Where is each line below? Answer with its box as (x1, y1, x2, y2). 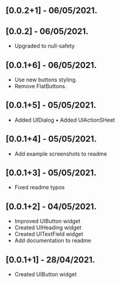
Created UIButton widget (14, 271, 77, 278)
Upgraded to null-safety (14, 43, 75, 50)
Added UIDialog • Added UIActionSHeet (14, 116, 116, 123)
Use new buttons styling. (14, 76, 77, 83)
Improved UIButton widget (14, 218, 80, 225)
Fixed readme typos (14, 184, 65, 191)
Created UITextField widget (14, 230, 83, 238)
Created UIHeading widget (14, 224, 81, 231)
